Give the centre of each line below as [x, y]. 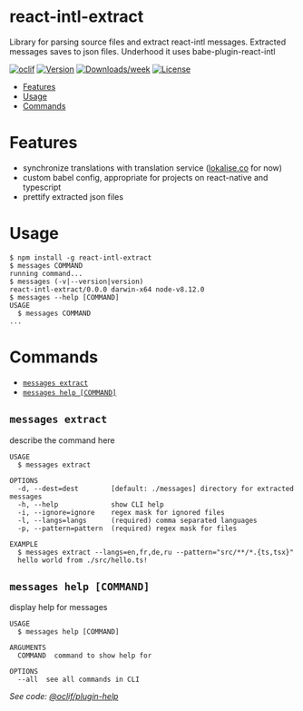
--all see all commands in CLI [79, 680]
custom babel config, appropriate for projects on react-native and [145, 177]
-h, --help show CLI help [91, 504]
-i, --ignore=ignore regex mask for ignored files [121, 512]
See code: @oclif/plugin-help [64, 696]
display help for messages [59, 607]
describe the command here [62, 440]
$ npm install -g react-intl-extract [81, 257]
